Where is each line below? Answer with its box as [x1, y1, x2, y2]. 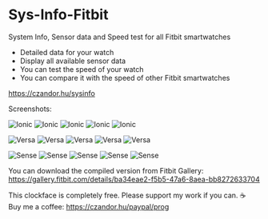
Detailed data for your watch [19, 47, 114, 57]
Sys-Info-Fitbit [8, 6, 109, 24]
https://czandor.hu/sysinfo [8, 88, 96, 98]
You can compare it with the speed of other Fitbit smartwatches [19, 73, 230, 82]
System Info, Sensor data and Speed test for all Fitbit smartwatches [8, 32, 231, 42]
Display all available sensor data [19, 56, 126, 66]
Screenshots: [8, 104, 52, 113]
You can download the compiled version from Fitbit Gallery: [8, 165, 204, 175]
